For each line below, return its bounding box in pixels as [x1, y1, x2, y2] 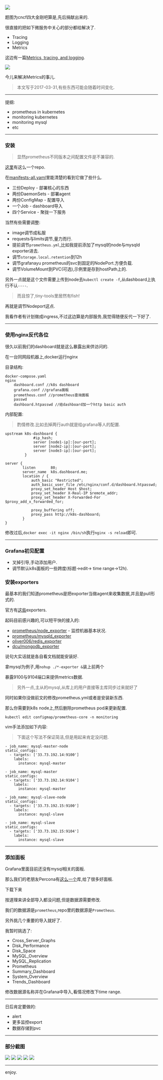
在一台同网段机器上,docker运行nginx [5, 354, 78, 359]
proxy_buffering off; [31, 507, 75, 512]
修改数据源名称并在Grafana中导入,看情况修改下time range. [5, 989, 122, 995]
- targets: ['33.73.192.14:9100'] [9, 753, 79, 758]
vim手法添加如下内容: [5, 724, 48, 730]
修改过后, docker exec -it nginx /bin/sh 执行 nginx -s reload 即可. [5, 529, 137, 535]
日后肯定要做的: [5, 1004, 36, 1010]
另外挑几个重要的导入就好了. [5, 918, 62, 924]
